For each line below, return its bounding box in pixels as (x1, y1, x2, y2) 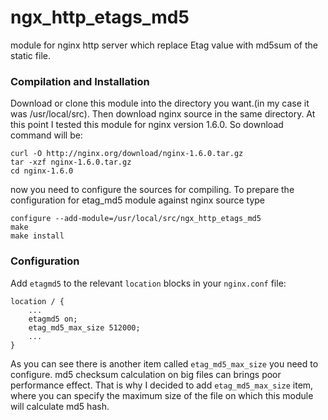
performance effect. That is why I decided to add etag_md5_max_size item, (10, 379, 314, 391)
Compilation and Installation (10, 74, 150, 88)
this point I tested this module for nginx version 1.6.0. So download (10, 119, 284, 131)
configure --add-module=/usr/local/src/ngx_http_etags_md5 (10, 214, 262, 224)
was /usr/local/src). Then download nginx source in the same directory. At (10, 108, 316, 120)
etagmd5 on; (28, 314, 78, 324)
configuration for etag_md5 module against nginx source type (10, 194, 266, 206)
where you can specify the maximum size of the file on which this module (10, 389, 314, 401)
